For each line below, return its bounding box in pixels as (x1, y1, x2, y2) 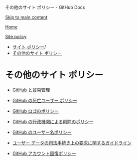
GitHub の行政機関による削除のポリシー (12, 119, 94, 125)
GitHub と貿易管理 (12, 87, 50, 93)
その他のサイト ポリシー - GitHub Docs (5, 4, 85, 10)
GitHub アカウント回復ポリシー (12, 150, 76, 156)
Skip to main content (5, 14, 48, 20)
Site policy (5, 34, 27, 39)
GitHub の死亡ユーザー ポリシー (12, 97, 78, 103)
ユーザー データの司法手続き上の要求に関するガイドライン (12, 140, 132, 146)
